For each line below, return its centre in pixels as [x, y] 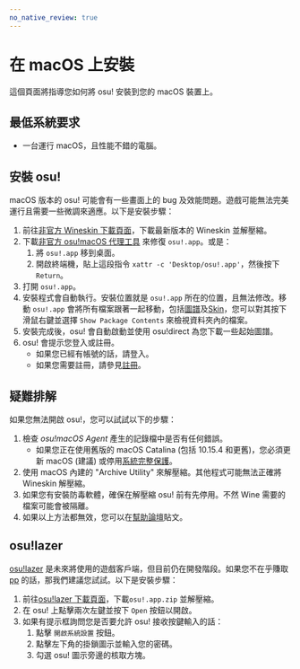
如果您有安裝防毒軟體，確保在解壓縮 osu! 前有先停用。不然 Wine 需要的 [154, 494]
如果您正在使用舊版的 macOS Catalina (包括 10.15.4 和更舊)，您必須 [159, 449]
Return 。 [52, 276]
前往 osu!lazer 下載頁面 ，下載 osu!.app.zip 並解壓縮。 [120, 599]
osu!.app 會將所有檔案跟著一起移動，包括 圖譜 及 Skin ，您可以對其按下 [160, 309]
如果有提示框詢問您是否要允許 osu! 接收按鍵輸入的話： [123, 621]
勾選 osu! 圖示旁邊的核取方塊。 [93, 655]
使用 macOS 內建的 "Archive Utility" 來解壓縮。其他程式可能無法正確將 [152, 472]
